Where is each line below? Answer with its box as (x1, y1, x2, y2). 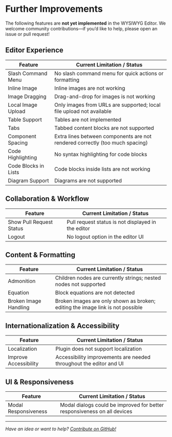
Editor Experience (5, 46, 64, 54)
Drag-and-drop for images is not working (54, 93, 155, 100)
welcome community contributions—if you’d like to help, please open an (5, 25, 158, 31)
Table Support (8, 116, 42, 123)
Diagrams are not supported (54, 177, 122, 184)
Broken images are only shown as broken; (55, 297, 156, 305)
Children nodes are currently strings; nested (55, 274, 161, 281)
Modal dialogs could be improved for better (59, 402, 164, 408)
